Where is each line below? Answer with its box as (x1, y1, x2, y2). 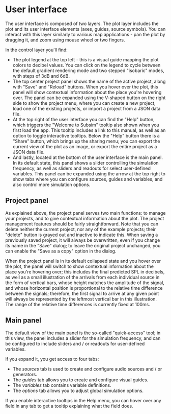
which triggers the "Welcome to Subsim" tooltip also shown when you (12, 122, 159, 128)
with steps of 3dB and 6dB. (12, 73, 70, 79)
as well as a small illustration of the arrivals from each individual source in (5, 274, 160, 280)
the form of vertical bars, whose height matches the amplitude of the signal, (5, 280, 164, 286)
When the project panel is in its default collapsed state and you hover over (5, 258, 161, 264)
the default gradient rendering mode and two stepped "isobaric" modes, (12, 67, 164, 74)
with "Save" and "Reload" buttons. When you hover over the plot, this (12, 83, 159, 90)
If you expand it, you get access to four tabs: (5, 356, 99, 362)
